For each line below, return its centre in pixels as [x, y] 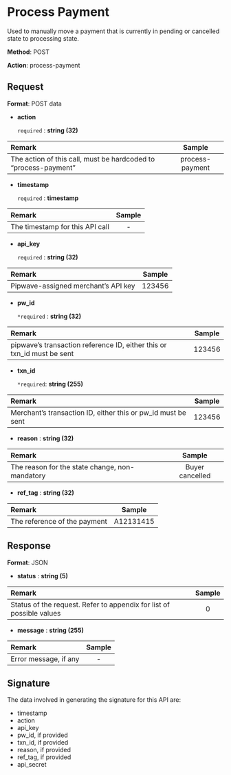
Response [29, 546]
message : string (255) [51, 630]
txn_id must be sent [42, 353]
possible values [36, 613]
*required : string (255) [50, 384]
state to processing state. [43, 38]
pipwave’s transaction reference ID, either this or [89, 344]
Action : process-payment [44, 65]
